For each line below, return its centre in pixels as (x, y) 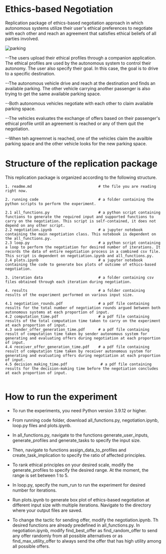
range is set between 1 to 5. (40, 475)
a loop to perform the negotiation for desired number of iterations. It (83, 247)
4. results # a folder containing (75, 290)
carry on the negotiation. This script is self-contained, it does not (81, 221)
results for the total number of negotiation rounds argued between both (83, 308)
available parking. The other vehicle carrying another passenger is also (78, 88)
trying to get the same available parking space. (53, 94)
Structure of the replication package (81, 164)
